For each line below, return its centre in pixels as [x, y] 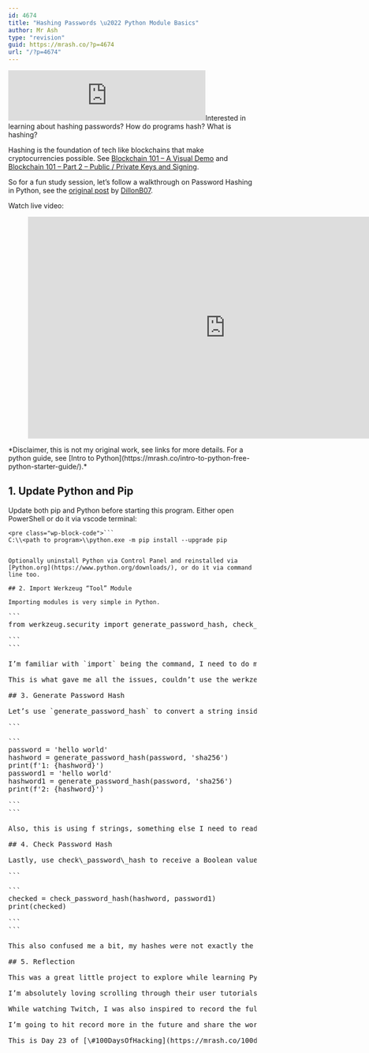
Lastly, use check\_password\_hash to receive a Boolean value [133, 860]
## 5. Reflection [41, 962]
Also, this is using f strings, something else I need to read [133, 828]
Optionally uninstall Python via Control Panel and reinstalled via [123, 561]
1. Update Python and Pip [71, 491]
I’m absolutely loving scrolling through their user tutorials [133, 993]
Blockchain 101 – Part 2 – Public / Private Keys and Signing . [104, 167]
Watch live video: [36, 205]
